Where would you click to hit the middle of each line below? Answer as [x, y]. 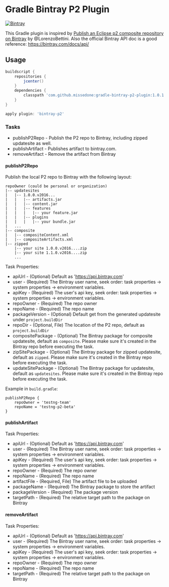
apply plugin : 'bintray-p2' [35, 114]
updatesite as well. [32, 143]
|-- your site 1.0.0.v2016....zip [51, 249]
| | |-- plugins [27, 217]
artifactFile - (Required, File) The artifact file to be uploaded [75, 481]
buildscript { [20, 72]
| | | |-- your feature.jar [42, 213]
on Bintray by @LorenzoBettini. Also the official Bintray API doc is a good [81, 39]
